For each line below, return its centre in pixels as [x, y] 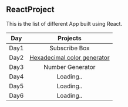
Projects [70, 38]
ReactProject [30, 10]
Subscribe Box [70, 48]
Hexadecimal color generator [69, 57]
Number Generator [70, 67]
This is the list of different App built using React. [64, 23]
